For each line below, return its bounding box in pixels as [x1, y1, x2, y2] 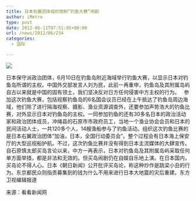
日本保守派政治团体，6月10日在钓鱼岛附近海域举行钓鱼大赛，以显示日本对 [6, 74, 184, 81]
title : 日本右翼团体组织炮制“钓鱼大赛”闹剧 [6, 8, 99, 15]
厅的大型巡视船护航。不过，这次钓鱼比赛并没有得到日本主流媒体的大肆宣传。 [6, 140, 190, 147]
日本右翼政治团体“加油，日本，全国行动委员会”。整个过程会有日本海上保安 [10, 132, 190, 139]
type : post [6, 19, 33, 25]
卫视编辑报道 [6, 176, 37, 183]
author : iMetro [6, 14, 43, 20]
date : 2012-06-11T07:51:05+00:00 [6, 25, 87, 31]
